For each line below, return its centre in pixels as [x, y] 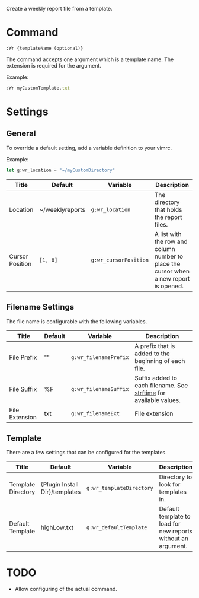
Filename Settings [40, 307]
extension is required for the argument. [54, 65]
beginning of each [160, 361]
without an [174, 539]
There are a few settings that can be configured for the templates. [86, 453]
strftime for [150, 393]
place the [167, 263]
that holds [168, 209]
